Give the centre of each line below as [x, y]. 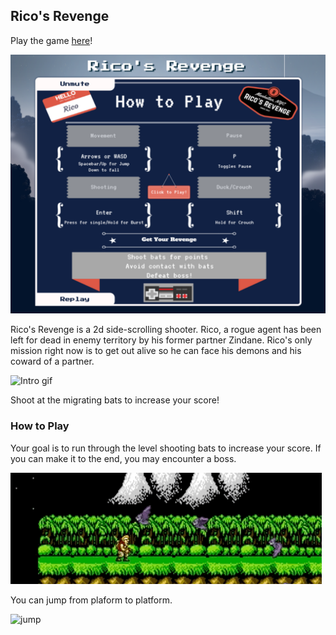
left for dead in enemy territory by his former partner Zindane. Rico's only [161, 340]
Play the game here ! [51, 40]
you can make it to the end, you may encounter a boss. [123, 458]
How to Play [40, 426]
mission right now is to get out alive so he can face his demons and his [156, 351]
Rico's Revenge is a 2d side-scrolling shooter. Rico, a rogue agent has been [166, 330]
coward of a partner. [52, 361]
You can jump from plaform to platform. [91, 600]
